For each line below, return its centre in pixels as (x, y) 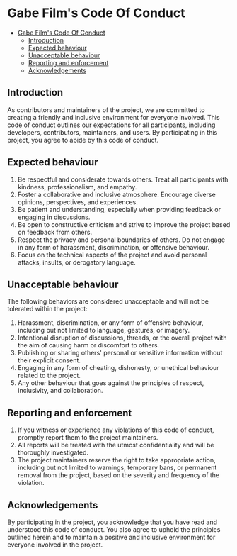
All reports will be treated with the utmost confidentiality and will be (116, 445)
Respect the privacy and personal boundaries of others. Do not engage (121, 240)
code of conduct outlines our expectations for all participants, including (111, 125)
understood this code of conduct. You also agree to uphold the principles (114, 529)
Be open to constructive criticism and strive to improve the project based (124, 224)
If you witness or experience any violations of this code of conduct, (116, 430)
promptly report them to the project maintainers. (88, 438)
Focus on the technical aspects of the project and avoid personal (112, 255)
